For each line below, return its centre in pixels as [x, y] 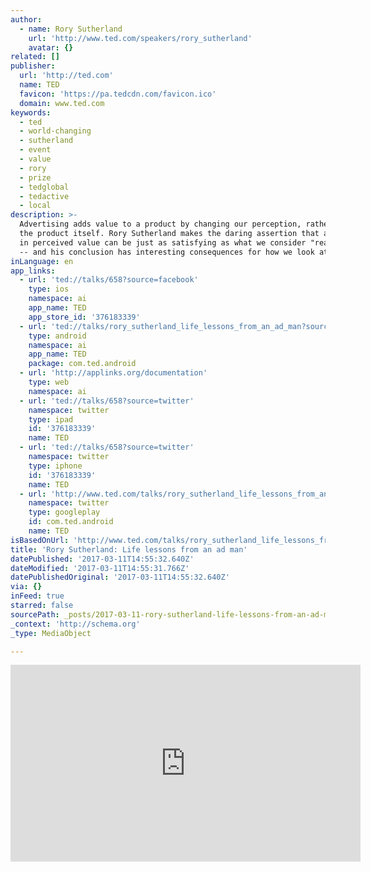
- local [35, 206]
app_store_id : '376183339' [84, 317]
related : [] [35, 57]
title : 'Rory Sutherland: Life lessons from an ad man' [129, 549]
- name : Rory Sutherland [71, 29]
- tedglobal [44, 187]
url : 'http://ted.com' [66, 76]
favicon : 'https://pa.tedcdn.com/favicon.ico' [118, 94]
